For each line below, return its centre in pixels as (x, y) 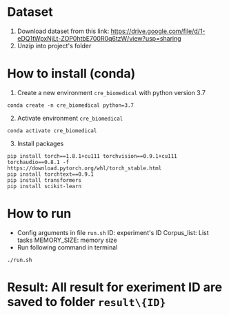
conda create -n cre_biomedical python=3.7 (71, 105)
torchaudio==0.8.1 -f (38, 162)
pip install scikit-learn (44, 186)
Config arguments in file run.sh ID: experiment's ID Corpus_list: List (113, 232)
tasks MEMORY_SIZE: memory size (67, 240)
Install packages (40, 143)
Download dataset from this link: (63, 31)
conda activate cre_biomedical (52, 131)
